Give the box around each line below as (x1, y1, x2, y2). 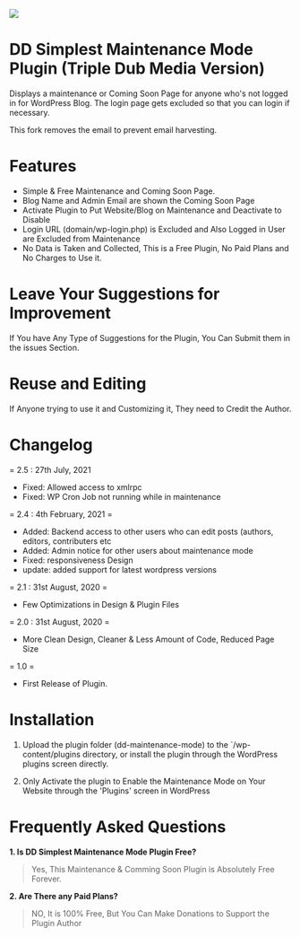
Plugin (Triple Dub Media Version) (9, 58, 266, 79)
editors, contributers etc (21, 535, 112, 547)
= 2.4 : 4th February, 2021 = (9, 508, 113, 520)
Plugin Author (30, 917, 82, 928)
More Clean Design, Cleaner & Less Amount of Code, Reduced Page (21, 634, 275, 644)
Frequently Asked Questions (9, 817, 227, 836)
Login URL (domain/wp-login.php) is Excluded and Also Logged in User (21, 223, 286, 234)
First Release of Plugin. (21, 678, 108, 688)
